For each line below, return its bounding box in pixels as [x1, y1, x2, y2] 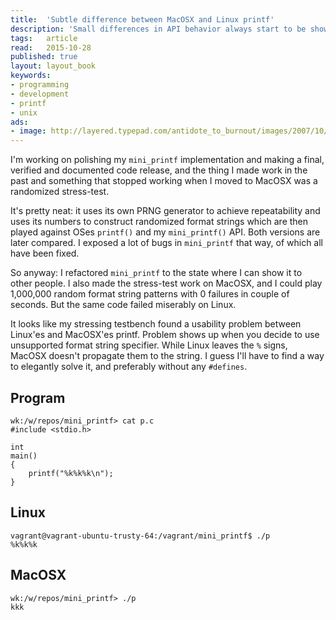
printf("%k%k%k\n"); [28, 468, 114, 478]
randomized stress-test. [10, 186, 110, 198]
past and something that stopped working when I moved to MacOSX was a [10, 175, 318, 187]
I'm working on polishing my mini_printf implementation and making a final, [10, 154, 325, 166]
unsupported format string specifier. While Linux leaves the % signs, [10, 339, 288, 351]
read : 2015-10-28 [10, 42, 92, 53]
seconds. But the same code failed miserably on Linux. [10, 299, 237, 311]
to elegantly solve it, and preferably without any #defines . [10, 361, 248, 373]
